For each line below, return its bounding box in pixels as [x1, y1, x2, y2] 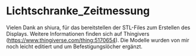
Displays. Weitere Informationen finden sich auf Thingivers [6, 30, 150, 37]
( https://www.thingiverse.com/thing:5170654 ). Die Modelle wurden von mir [6, 36, 189, 43]
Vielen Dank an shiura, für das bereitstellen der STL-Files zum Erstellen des [6, 24, 191, 31]
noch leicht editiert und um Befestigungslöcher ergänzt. [6, 43, 143, 50]
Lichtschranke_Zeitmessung [6, 4, 150, 18]
